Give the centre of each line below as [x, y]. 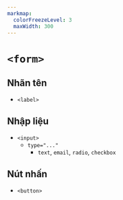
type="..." [43, 146]
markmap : [20, 13]
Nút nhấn [27, 174]
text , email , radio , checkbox [77, 153]
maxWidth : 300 [33, 26]
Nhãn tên [27, 83]
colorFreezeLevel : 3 [43, 20]
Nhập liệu [28, 121]
